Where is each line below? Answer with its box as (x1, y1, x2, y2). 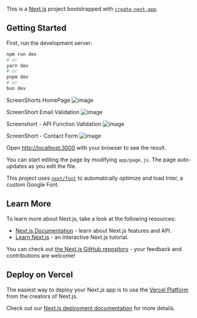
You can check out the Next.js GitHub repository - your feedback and (6, 245, 182, 252)
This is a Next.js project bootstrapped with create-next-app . (6, 6, 158, 12)
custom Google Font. (6, 180, 60, 188)
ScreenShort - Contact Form (6, 132, 79, 139)
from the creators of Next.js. (6, 292, 78, 300)
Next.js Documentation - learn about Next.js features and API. (15, 227, 172, 234)
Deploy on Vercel (6, 270, 74, 280)
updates (6, 162, 28, 169)
